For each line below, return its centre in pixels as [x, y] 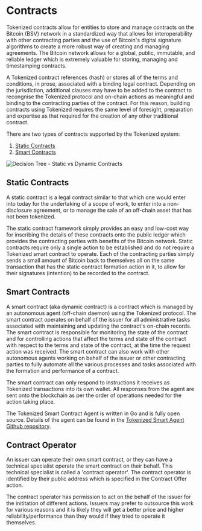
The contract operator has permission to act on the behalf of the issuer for [99, 497]
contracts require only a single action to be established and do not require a [100, 247]
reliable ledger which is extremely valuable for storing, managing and [92, 59]
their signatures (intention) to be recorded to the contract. [78, 273]
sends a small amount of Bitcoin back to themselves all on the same [90, 260]
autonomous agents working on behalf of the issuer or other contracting [96, 358]
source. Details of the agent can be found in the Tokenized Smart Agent [95, 419]
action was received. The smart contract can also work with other [88, 351]
